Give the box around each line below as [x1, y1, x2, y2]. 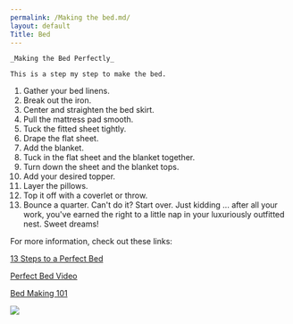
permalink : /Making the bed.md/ [10, 13, 130, 22]
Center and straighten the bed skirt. [22, 105, 155, 115]
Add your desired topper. [22, 171, 115, 182]
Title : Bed [10, 30, 51, 38]
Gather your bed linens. [22, 86, 110, 97]
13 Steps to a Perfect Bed [10, 253, 104, 264]
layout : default [10, 21, 71, 30]
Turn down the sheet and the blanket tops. [22, 162, 180, 173]
